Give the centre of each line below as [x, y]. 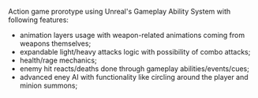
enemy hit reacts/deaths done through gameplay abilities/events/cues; [135, 69]
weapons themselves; [55, 43]
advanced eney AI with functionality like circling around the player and [134, 77]
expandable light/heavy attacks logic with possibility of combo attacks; [135, 52]
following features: [39, 20]
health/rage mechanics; [58, 60]
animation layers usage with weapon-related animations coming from [132, 35]
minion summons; [49, 85]
